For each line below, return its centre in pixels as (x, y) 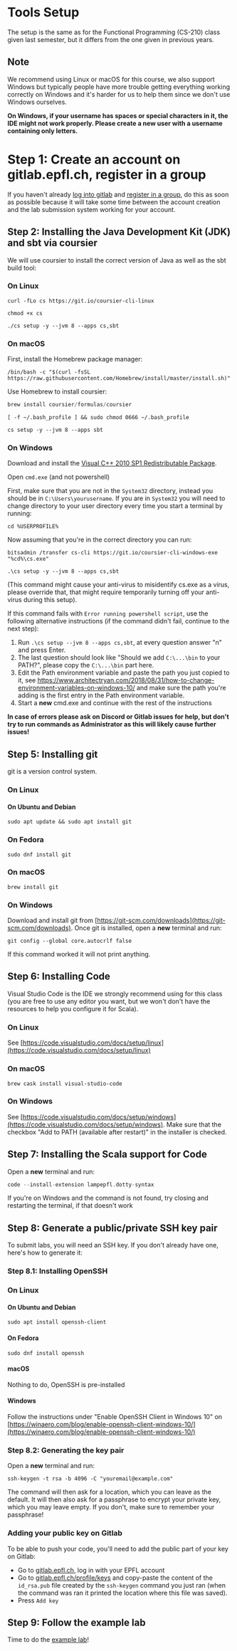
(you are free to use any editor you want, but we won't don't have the (109, 1001)
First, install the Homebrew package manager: (75, 359)
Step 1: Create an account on (94, 159)
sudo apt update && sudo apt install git (70, 822)
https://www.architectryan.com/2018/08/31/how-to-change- (126, 680)
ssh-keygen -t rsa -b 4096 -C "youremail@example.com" (90, 1479)
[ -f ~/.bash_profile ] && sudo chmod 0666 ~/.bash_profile (99, 417)
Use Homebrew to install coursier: (57, 391)
